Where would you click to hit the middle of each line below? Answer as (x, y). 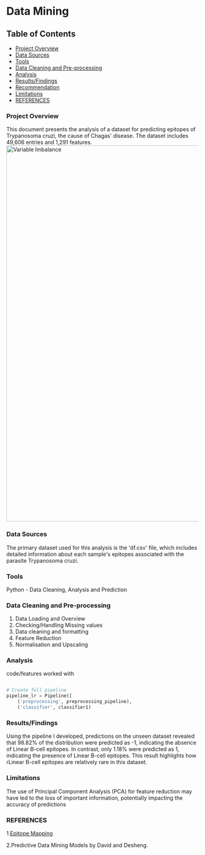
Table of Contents (41, 34)
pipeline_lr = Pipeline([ (39, 696)
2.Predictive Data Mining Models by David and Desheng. (77, 845)
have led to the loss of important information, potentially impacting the (95, 798)
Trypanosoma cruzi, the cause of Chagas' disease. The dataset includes (97, 136)
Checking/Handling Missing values (59, 625)
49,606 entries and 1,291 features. (49, 142)
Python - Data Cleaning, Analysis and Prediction (67, 590)
